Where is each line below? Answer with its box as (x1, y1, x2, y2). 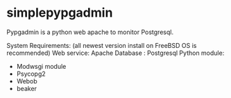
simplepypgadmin (6, 5, 113, 21)
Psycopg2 (16, 70, 46, 78)
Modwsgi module (16, 62, 67, 70)
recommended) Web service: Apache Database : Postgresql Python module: (6, 49, 225, 57)
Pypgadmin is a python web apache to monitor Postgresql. (6, 28, 174, 36)
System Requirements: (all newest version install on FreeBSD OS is (6, 41, 197, 49)
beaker (16, 84, 37, 92)
